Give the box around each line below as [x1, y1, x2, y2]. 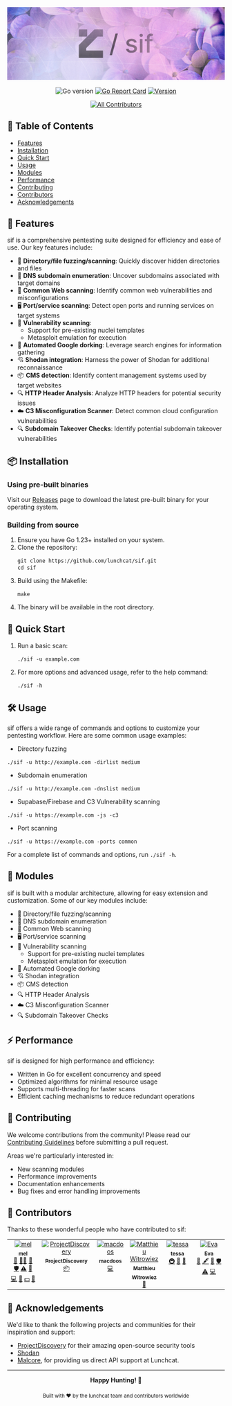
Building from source [7, 520, 79, 530]
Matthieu [133, 1265, 155, 1272]
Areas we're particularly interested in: [7, 1151, 114, 1160]
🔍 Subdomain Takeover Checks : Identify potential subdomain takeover [17, 424, 222, 433]
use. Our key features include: [7, 243, 93, 252]
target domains [17, 279, 61, 287]
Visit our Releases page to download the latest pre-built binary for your [7, 496, 209, 504]
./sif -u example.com [17, 656, 79, 663]
